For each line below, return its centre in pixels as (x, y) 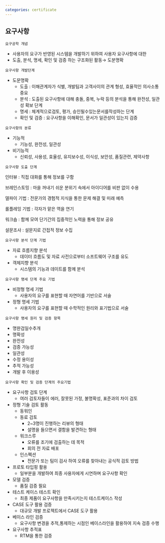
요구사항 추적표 (27, 530)
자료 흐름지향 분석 (30, 251)
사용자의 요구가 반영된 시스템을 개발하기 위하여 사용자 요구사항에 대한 (79, 54)
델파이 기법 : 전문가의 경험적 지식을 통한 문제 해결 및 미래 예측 (65, 198)
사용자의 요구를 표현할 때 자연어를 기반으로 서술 (66, 295)
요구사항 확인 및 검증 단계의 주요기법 (38, 382)
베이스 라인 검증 (28, 517)
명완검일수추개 (26, 328)
